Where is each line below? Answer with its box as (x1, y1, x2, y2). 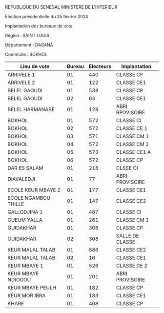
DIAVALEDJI (7, 176, 36, 182)
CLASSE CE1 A (116, 149, 151, 155)
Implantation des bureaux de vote (5, 23, 73, 29)
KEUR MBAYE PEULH (7, 284, 57, 291)
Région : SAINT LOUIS (5, 33, 50, 38)
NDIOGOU (7, 276, 31, 283)
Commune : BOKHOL (5, 51, 48, 57)
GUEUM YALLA (7, 217, 42, 223)
